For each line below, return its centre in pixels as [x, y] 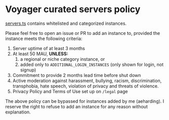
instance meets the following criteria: [44, 38]
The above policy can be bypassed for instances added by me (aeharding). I [85, 101]
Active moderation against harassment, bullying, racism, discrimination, [87, 81]
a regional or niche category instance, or [62, 59]
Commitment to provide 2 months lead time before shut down [77, 75]
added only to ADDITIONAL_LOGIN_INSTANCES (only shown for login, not [92, 64]
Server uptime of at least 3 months [49, 48]
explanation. [18, 112]
